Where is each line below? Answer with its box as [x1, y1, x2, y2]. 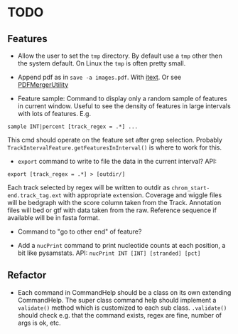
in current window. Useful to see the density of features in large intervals [17, 102, 231, 110]
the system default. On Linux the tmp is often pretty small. [17, 59, 186, 68]
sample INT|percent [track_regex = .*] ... [7, 123, 139, 130]
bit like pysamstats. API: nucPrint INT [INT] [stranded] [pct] [17, 249, 201, 257]
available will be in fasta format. [7, 214, 100, 221]
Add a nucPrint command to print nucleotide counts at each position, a [17, 241, 226, 249]
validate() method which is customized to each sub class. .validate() [17, 303, 227, 312]
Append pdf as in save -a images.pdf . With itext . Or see [17, 73, 182, 81]
